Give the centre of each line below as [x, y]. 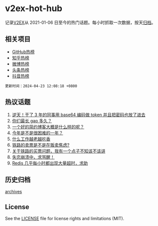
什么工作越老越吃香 [31, 139]
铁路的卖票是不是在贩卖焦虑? [41, 145]
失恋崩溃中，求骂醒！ [33, 157]
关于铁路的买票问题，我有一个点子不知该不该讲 [58, 151]
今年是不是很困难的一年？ [37, 133]
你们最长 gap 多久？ [32, 121]
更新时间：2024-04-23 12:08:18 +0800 [41, 86]
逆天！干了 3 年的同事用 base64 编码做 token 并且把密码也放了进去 [79, 115]
